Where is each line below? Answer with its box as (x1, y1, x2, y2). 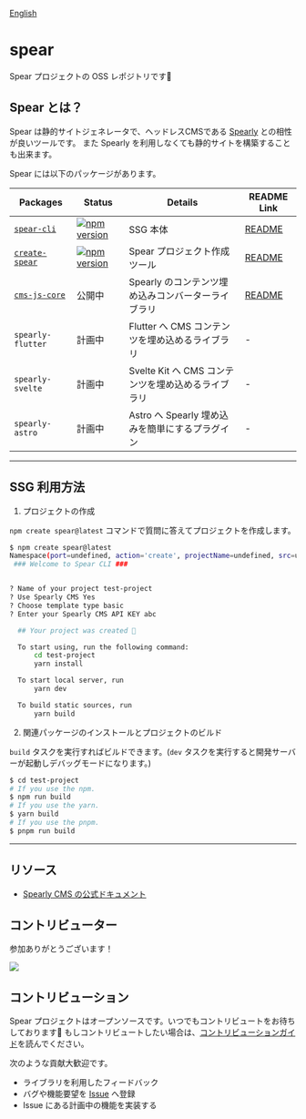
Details (167, 196, 199, 209)
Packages (18, 196, 63, 209)
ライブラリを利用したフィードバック (22, 1077, 159, 1088)
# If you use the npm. (9, 784, 96, 793)
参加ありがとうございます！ (9, 943, 114, 954)
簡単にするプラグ (147, 422, 220, 435)
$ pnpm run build (9, 826, 76, 836)
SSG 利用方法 (9, 480, 86, 495)
